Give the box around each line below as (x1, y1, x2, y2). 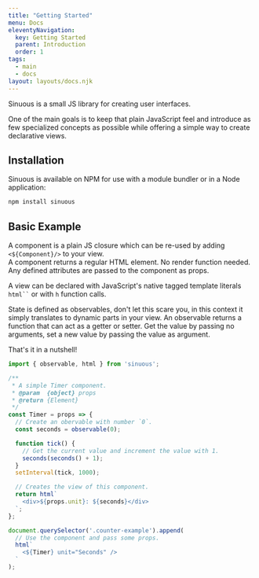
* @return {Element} (11, 396, 79, 404)
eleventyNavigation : (8, 26, 76, 34)
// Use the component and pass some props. (15, 534, 159, 542)
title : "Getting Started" (8, 11, 93, 20)
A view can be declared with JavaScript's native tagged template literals (8, 281, 242, 290)
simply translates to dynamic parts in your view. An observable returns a (8, 313, 242, 322)
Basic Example (8, 219, 82, 233)
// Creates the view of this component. (15, 483, 149, 491)
